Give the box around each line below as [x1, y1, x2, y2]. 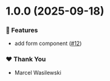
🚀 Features [5, 26, 38, 35]
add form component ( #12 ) [14, 40, 82, 47]
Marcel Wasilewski [14, 69, 61, 76]
